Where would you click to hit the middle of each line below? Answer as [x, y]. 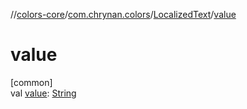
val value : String [43, 93]
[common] [31, 82]
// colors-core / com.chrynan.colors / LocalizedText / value [123, 14]
